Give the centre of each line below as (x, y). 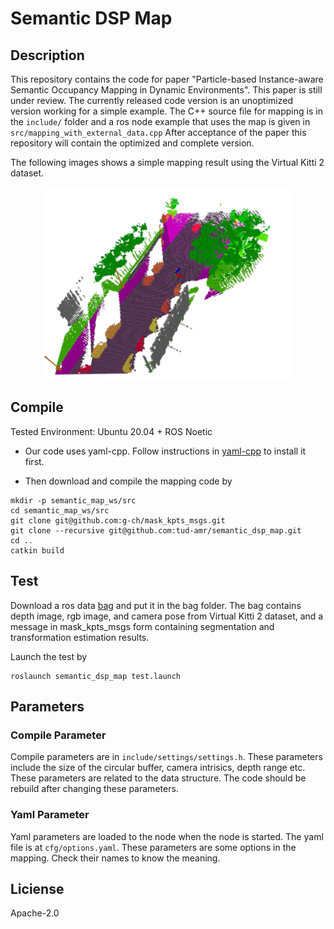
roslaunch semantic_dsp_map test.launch (96, 676)
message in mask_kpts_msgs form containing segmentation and (142, 626)
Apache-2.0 (35, 913)
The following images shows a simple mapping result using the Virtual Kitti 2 (167, 162)
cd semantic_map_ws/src (60, 510)
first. (34, 461)
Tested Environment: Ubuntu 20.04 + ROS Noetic (111, 431)
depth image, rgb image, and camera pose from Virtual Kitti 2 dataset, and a (167, 616)
